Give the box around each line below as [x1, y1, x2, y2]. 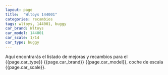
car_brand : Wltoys [5, 26, 44, 31]
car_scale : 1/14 [5, 35, 39, 40]
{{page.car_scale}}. [5, 64, 46, 70]
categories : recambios [5, 16, 53, 21]
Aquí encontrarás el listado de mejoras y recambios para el [5, 53, 128, 59]
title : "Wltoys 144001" [5, 12, 58, 17]
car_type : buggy [5, 40, 39, 45]
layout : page [5, 7, 33, 12]
